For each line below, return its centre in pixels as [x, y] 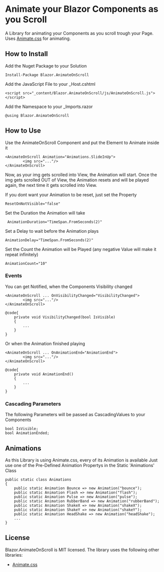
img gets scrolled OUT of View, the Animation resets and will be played [77, 180]
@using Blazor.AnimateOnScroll [37, 115]
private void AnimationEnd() [44, 374]
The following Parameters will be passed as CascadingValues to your [75, 415]
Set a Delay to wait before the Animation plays [52, 231]
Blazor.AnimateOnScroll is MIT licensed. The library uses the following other [82, 550]
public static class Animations [38, 479]
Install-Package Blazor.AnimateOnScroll [47, 75]
